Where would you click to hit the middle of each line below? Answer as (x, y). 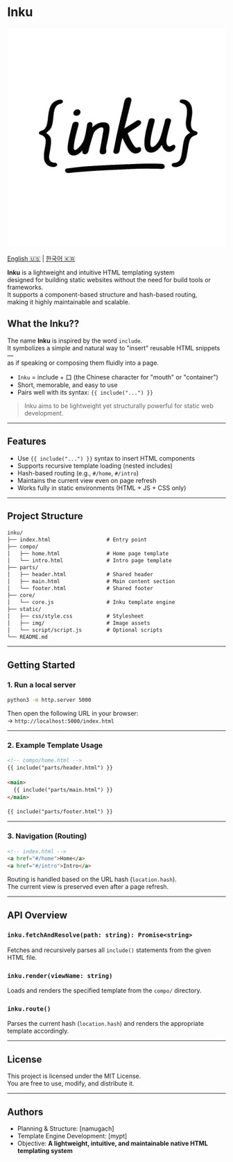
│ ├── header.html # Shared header (80, 575)
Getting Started (41, 665)
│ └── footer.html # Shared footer (80, 589)
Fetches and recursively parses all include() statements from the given (109, 950)
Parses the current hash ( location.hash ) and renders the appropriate (106, 1024)
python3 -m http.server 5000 (49, 700)
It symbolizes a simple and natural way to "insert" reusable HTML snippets (114, 347)
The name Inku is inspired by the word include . (75, 341)
